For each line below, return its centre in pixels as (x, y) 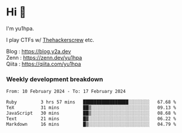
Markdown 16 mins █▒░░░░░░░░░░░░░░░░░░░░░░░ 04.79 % (91, 124)
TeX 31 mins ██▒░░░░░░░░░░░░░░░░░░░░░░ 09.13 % (91, 108)
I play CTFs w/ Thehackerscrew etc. (50, 40)
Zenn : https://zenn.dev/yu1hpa (44, 57)
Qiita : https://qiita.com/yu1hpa (44, 64)
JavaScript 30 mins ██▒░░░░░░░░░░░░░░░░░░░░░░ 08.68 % (91, 113)
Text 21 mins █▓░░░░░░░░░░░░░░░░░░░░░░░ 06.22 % (91, 119)
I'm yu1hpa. (20, 28)
